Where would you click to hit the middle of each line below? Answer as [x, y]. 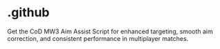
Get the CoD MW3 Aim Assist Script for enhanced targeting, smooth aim [110, 31]
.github [28, 13]
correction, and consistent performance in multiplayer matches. [98, 38]
